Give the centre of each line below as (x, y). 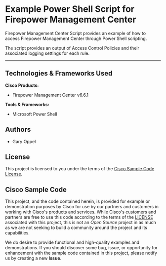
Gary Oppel (24, 141)
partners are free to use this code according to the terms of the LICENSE (79, 217)
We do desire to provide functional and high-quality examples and (72, 242)
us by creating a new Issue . (33, 258)
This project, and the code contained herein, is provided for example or (78, 201)
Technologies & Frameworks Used (59, 73)
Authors (18, 130)
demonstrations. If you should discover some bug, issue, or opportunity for (82, 248)
